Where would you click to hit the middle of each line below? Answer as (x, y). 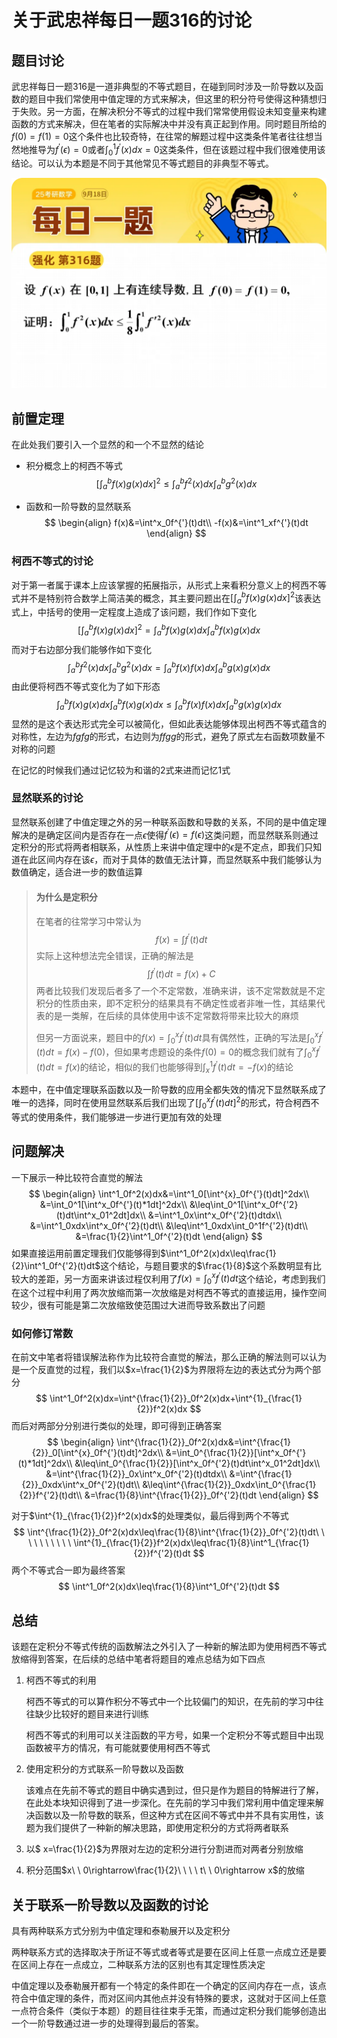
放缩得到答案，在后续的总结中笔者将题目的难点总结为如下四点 (138, 1659)
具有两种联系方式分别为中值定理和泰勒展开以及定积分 (121, 1930)
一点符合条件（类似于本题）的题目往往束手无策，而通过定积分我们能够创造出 (169, 2010)
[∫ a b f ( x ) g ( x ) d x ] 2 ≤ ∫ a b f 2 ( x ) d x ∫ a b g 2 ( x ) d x (176, 484)
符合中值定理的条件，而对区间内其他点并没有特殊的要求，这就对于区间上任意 (169, 1998)
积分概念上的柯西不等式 (74, 465)
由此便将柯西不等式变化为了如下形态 (86, 687)
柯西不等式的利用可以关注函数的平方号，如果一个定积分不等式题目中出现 (174, 1735)
